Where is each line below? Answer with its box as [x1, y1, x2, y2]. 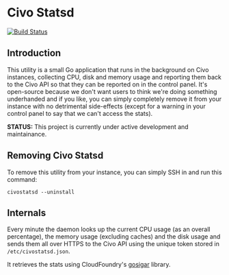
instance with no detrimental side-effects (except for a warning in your [7, 101, 206, 110]
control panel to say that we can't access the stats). [7, 109, 153, 117]
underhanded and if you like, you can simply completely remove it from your [7, 95, 222, 103]
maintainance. [7, 130, 47, 138]
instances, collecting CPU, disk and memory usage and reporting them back [7, 73, 222, 81]
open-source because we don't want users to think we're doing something [7, 87, 217, 95]
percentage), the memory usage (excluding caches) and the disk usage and [7, 232, 221, 241]
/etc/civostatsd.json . [7, 247, 70, 255]
